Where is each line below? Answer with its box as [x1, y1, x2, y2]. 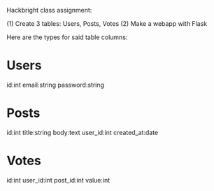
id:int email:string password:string [6, 80, 105, 89]
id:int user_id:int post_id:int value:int [6, 176, 110, 184]
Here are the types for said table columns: [6, 33, 128, 41]
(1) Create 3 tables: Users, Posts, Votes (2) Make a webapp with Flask [6, 20, 208, 27]
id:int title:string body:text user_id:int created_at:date [6, 128, 159, 136]
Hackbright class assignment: [6, 6, 92, 14]
